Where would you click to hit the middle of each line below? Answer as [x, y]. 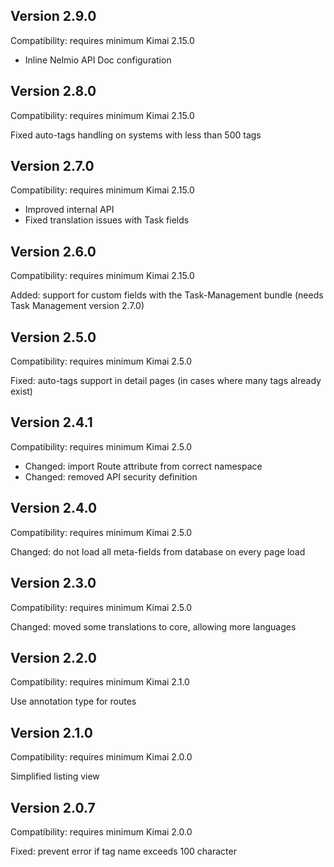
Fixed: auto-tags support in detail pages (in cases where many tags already [166, 381]
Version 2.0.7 [53, 807]
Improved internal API [69, 210]
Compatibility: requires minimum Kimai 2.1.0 [100, 682]
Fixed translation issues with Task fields [107, 220]
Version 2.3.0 [53, 583]
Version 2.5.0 [53, 337]
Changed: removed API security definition [111, 476]
